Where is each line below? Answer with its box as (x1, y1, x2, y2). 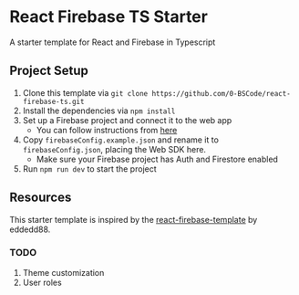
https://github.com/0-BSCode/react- (151, 89, 292, 98)
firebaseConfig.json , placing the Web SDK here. (22, 143, 207, 154)
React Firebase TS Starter (9, 6, 208, 27)
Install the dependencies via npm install (22, 105, 176, 116)
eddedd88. (9, 224, 51, 235)
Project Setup (9, 63, 89, 79)
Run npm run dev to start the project (22, 163, 157, 174)
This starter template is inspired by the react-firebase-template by (9, 214, 258, 225)
